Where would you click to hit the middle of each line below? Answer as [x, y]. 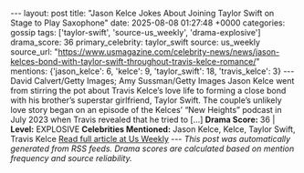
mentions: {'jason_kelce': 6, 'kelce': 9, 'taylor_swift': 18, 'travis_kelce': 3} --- [152, 71]
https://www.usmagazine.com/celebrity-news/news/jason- [169, 52]
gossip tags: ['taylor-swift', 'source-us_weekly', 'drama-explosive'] [136, 32]
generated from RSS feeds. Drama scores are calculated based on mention [152, 148]
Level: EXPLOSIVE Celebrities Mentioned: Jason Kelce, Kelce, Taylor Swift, [153, 129]
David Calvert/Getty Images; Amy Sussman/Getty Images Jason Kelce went [152, 81]
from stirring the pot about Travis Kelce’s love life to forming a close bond [148, 91]
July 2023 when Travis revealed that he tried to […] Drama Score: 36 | [143, 119]
